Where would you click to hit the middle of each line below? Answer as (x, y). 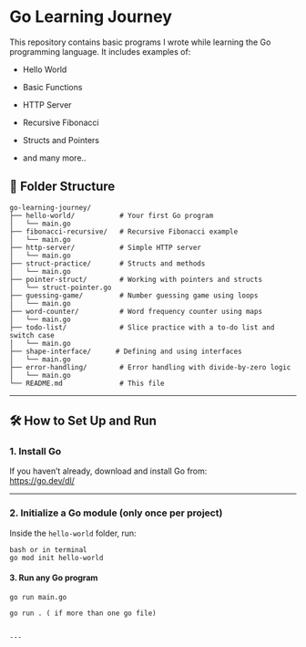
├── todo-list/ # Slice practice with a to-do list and (142, 327)
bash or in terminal (49, 549)
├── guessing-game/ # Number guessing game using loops (134, 295)
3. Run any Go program (54, 578)
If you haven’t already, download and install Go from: (108, 471)
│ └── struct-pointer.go (61, 287)
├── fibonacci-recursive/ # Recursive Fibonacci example (124, 231)
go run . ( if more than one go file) (83, 613)
